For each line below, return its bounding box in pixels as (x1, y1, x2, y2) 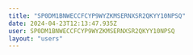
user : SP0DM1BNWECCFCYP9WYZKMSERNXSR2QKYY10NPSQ (8, 27, 175, 35)
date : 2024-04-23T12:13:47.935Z (8, 19, 117, 27)
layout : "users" (8, 34, 63, 43)
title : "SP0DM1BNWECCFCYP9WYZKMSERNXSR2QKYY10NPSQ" (8, 11, 186, 20)
